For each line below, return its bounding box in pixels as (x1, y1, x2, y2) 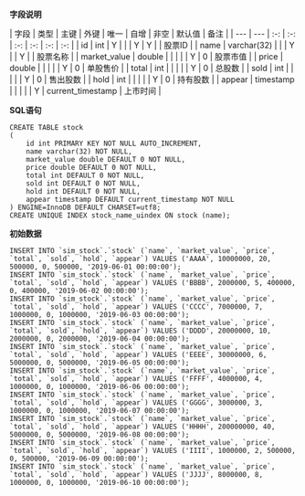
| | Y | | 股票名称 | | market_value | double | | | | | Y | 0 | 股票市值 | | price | (9, 51, 283, 62)
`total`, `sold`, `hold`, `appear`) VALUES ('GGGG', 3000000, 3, (9, 398, 263, 407)
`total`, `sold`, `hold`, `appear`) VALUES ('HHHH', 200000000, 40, (9, 422, 276, 431)
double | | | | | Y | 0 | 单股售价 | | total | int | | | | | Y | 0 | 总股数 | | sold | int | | (9, 63, 294, 73)
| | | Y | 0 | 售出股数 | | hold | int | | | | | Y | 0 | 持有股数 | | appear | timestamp (9, 74, 295, 85)
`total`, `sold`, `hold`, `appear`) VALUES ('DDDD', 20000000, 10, (9, 326, 272, 335)
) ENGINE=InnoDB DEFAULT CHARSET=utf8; (9, 203, 162, 212)
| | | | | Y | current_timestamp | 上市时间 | (9, 86, 162, 96)
